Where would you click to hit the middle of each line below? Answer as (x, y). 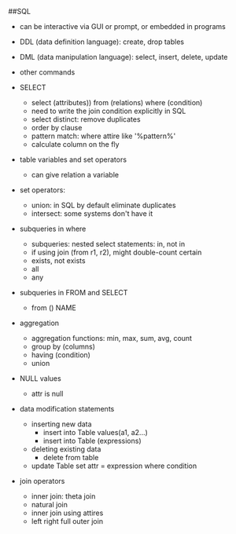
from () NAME (53, 308)
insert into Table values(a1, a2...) (95, 432)
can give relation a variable (75, 175)
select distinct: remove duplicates (86, 119)
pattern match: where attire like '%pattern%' (103, 136)
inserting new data (61, 424)
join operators (42, 481)
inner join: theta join (63, 496)
